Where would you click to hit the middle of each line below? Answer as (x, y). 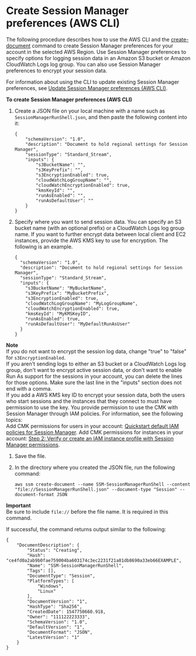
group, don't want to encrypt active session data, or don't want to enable (94, 370)
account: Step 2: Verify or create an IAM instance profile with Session (90, 438)
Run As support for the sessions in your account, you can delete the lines (94, 376)
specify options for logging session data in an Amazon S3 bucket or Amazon (98, 58)
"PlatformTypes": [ (51, 581)
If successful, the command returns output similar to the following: (86, 529)
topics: (14, 419)
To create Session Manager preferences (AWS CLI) (69, 99)
